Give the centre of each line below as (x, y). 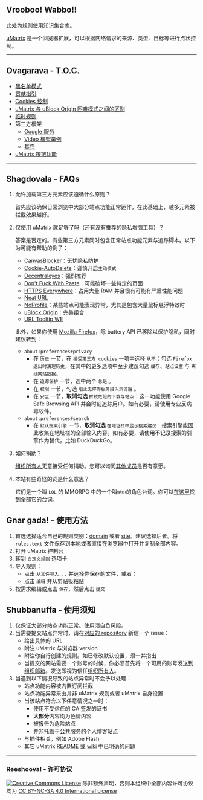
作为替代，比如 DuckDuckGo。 (77, 440)
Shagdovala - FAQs (43, 179)
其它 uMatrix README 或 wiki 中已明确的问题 (80, 746)
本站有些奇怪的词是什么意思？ (52, 479)
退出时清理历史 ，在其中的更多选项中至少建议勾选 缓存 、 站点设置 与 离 (114, 366)
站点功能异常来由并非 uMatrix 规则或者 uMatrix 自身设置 (93, 694)
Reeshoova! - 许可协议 (39, 769)
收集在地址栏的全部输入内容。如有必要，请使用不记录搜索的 (113, 433)
